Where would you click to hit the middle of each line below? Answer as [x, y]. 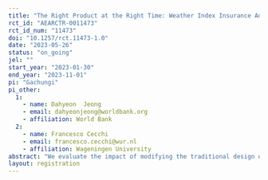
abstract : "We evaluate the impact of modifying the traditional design [132, 156]
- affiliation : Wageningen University [87, 149]
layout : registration [44, 164]
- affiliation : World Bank [67, 119]
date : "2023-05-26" [41, 45]
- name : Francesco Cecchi [66, 134]
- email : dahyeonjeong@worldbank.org [85, 112]
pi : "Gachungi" [33, 82]
